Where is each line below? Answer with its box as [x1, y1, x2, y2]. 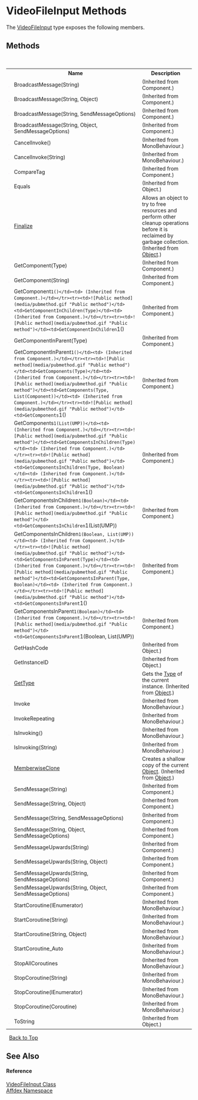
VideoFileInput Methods [6, 4, 127, 18]
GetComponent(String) [14, 276, 70, 283]
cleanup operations [142, 219, 189, 226]
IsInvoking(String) [14, 744, 58, 751]
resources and [142, 207, 177, 214]
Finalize [14, 222, 33, 229]
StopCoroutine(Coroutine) [14, 1003, 78, 1010]
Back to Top [8, 1034, 38, 1041]
